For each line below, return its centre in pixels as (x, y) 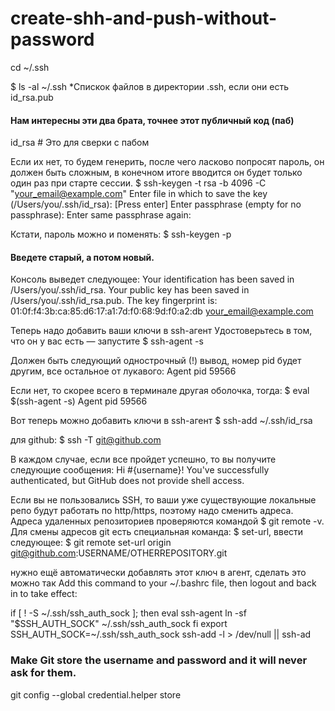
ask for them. (43, 673)
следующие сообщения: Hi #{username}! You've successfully (140, 470)
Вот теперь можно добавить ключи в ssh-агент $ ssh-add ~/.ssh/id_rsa (161, 421)
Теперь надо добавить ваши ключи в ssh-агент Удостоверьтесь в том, (161, 331)
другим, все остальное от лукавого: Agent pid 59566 (123, 371)
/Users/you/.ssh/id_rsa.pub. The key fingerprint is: (114, 301)
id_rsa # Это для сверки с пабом (80, 143)
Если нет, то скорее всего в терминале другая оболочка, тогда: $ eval (160, 391)
